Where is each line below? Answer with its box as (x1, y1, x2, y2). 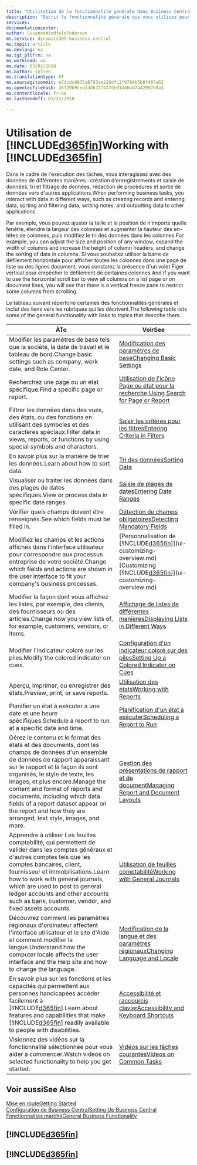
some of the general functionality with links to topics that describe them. (6, 311, 181, 318)
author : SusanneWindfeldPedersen (6, 30, 88, 36)
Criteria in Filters (119, 432, 165, 440)
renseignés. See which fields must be (9, 515, 111, 523)
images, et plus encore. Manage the (9, 777, 107, 786)
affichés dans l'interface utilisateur (9, 543, 104, 551)
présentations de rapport (119, 766, 188, 775)
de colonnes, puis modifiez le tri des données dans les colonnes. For (19, 232, 184, 239)
